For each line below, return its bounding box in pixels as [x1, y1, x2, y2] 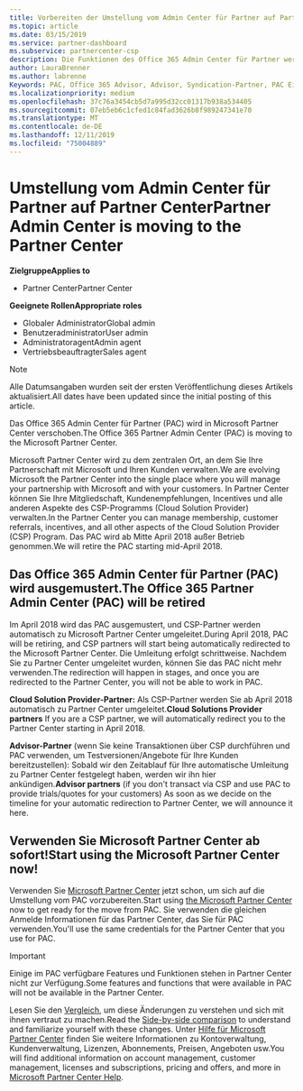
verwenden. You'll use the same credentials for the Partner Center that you [9, 923, 286, 934]
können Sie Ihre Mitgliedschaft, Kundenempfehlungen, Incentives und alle [9, 492, 283, 503]
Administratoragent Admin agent [22, 336, 142, 347]
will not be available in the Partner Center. [9, 987, 165, 998]
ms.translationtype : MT [9, 114, 99, 123]
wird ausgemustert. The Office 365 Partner [9, 581, 254, 596]
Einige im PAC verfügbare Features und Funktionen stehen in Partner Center [9, 968, 292, 979]
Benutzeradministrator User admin [22, 326, 149, 338]
